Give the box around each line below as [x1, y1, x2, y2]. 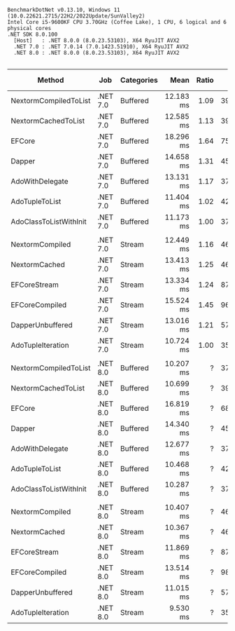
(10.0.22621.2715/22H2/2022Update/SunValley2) [7, 13, 145, 20]
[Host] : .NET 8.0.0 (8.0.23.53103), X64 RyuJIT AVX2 [13, 37, 180, 44]
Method [37, 75, 64, 85]
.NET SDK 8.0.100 [7, 31, 58, 38]
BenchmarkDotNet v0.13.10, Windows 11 [7, 6, 120, 13]
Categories [120, 75, 159, 85]
